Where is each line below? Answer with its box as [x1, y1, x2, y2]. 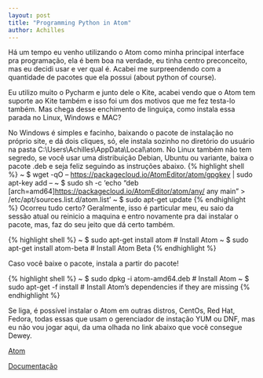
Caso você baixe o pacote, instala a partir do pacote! [8, 259, 179, 268]
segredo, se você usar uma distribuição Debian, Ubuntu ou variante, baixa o [8, 153, 254, 163]
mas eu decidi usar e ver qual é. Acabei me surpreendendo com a [8, 64, 221, 74]
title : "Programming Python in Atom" [8, 19, 132, 27]
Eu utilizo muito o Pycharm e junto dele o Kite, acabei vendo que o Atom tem [8, 88, 256, 97]
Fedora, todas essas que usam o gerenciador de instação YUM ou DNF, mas [8, 314, 255, 324]
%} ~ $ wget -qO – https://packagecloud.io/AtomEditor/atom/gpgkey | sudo [8, 170, 253, 179]
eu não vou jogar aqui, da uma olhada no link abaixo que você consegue [8, 323, 243, 332]
